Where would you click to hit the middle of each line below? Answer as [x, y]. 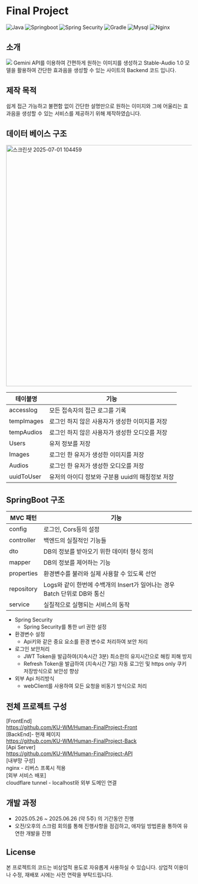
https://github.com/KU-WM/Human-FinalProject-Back [72, 741]
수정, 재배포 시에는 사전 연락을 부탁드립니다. [62, 875]
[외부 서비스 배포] [26, 775]
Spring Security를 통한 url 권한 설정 [65, 627]
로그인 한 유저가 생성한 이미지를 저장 [97, 455]
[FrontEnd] [19, 721]
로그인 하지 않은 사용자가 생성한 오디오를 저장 [108, 433]
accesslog [23, 410]
